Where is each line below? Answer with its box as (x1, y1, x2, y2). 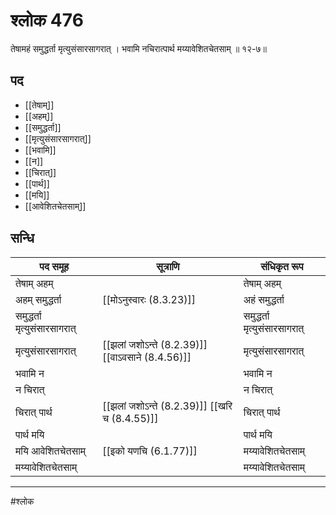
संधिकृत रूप (260, 259, 304, 273)
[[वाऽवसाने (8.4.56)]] (102, 350, 192, 364)
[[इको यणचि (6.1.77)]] (102, 444, 198, 458)
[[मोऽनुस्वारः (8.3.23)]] (102, 292, 197, 306)
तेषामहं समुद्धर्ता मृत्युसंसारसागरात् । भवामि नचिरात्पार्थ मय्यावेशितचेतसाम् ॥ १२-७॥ (10, 42, 268, 54)
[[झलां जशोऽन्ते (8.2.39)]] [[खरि (102, 399, 233, 413)
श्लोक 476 (10, 9, 84, 32)
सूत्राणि (156, 259, 180, 273)
